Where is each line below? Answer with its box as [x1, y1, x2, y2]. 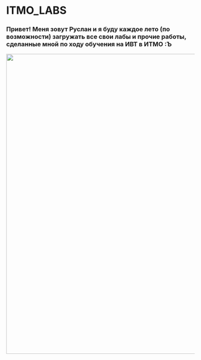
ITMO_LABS [6, 4, 67, 17]
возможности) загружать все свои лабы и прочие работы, [6, 32, 187, 41]
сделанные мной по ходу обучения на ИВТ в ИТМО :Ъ [6, 40, 172, 49]
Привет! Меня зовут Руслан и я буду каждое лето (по [6, 25, 170, 34]
